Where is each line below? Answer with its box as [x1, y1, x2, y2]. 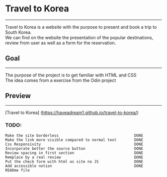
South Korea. [5, 29, 32, 35]
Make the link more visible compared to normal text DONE [5, 137, 143, 142]
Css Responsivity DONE [5, 142, 143, 147]
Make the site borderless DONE [5, 133, 143, 138]
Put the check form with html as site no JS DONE [5, 159, 143, 164]
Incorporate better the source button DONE [5, 146, 143, 151]
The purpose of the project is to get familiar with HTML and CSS [5, 72, 137, 78]
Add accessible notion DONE [5, 163, 143, 169]
